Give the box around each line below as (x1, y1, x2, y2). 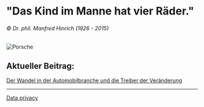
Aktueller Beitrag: (6, 60, 75, 71)
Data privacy (6, 94, 38, 102)
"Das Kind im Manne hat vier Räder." (6, 4, 194, 18)
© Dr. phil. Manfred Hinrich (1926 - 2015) (6, 24, 109, 31)
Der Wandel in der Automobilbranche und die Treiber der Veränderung (6, 77, 182, 84)
